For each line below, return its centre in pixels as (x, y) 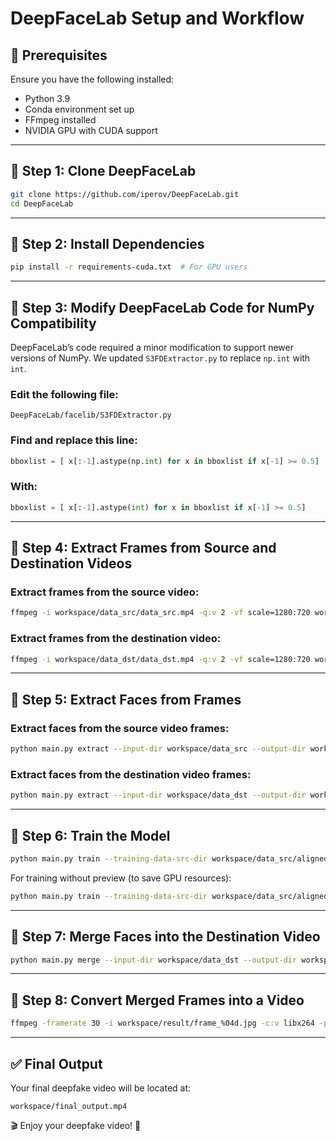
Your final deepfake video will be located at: (101, 1088)
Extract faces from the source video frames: (120, 728)
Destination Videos (71, 563)
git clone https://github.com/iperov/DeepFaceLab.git (125, 194)
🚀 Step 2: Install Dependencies (107, 243)
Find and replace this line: (74, 440)
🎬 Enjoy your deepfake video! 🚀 (76, 1125)
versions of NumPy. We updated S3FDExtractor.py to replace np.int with (160, 358)
